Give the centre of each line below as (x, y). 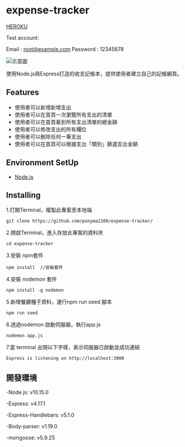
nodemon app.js (25, 336)
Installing (23, 195)
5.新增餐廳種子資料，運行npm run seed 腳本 (59, 302)
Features (23, 92)
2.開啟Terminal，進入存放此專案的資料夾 (55, 233)
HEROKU (17, 26)
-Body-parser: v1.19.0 (32, 426)
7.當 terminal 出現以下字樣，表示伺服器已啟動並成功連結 (73, 347)
